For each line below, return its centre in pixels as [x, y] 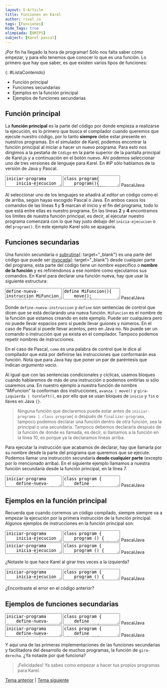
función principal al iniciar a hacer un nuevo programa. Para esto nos [76, 147]
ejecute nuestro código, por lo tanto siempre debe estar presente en [76, 136]
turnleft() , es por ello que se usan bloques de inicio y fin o [95, 396]
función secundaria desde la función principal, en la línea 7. [66, 468]
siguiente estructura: [26, 281]
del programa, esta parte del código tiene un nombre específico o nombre [82, 265]
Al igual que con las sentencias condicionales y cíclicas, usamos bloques [80, 375]
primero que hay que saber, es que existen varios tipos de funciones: [76, 63]
